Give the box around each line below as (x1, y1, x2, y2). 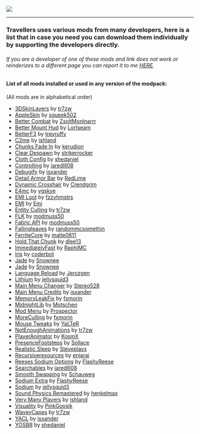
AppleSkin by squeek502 (14, 111, 77, 118)
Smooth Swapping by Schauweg (14, 370, 95, 377)
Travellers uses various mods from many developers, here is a (6, 26, 189, 34)
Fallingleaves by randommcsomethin (14, 225, 105, 232)
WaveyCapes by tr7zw (14, 408, 70, 416)
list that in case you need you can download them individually (6, 33, 189, 41)
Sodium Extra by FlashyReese (14, 377, 88, 384)
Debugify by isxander (14, 168, 68, 175)
